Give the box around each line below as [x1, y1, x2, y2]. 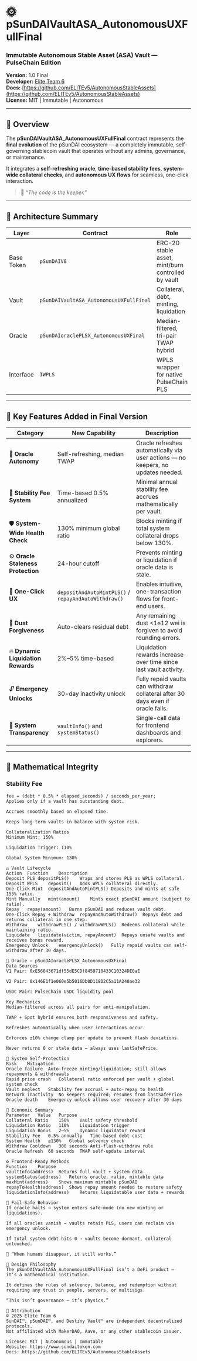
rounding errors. [135, 633, 181, 642]
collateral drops [135, 531, 179, 539]
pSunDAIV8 [39, 258, 67, 265]
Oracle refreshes [135, 439, 183, 447]
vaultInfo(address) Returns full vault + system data [6, 1169, 143, 1175]
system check [6, 1081, 38, 1087]
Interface [9, 371, 34, 379]
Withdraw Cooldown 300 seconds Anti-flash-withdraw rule [6, 1143, 154, 1149]
